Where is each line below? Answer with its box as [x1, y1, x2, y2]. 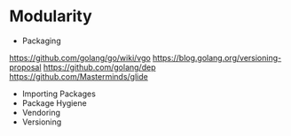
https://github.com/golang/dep [43, 62, 156, 72]
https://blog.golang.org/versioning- [152, 52, 282, 63]
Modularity [9, 6, 93, 26]
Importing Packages [21, 88, 96, 99]
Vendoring [21, 107, 60, 117]
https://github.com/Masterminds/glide [9, 71, 148, 81]
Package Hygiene [21, 97, 87, 108]
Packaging [21, 35, 61, 46]
